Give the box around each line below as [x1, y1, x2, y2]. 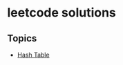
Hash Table [17, 50, 50, 59]
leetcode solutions [7, 5, 116, 21]
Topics [7, 32, 37, 44]
